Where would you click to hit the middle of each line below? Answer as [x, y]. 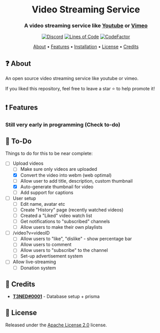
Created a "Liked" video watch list [56, 216]
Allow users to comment [46, 245]
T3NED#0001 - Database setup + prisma [56, 297]
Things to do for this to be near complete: [49, 153]
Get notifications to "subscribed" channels [65, 222]
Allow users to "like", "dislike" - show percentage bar [76, 239]
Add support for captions [47, 192]
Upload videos [28, 163]
